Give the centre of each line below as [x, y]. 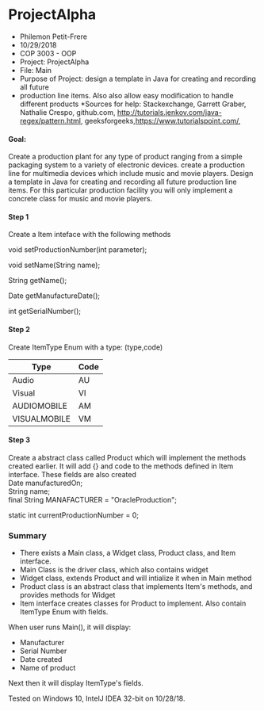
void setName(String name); [54, 265]
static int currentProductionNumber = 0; [73, 515]
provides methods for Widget [67, 595]
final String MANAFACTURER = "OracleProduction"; [92, 499]
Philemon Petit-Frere [53, 36]
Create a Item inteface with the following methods [90, 235]
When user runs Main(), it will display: [70, 627]
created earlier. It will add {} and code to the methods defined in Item [121, 466]
